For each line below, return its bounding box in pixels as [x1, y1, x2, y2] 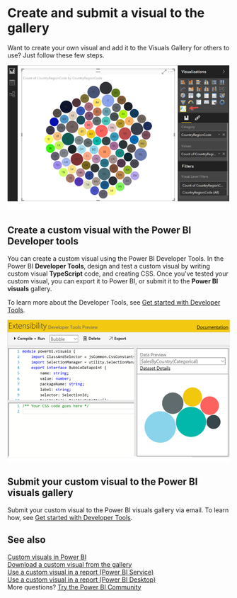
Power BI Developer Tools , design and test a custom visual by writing [7, 261, 211, 270]
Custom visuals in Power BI [7, 553, 87, 561]
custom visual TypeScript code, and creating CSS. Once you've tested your [7, 269, 229, 278]
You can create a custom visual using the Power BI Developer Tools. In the [7, 254, 224, 263]
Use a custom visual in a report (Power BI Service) [7, 568, 154, 576]
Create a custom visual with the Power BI [7, 225, 192, 237]
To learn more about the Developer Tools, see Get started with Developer [7, 298, 221, 306]
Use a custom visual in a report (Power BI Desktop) [7, 575, 156, 584]
